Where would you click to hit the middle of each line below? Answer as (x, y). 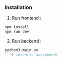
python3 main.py (21, 50)
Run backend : (27, 41)
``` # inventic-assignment (31, 55)
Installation (19, 7)
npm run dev (17, 32)
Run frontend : (27, 18)
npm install (17, 27)
